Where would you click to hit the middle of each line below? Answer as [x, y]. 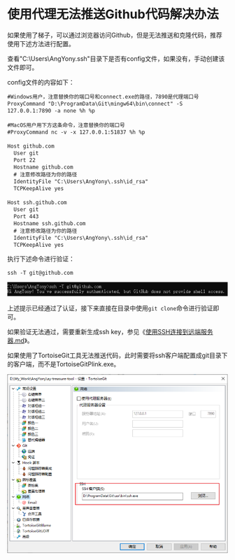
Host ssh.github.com [37, 202]
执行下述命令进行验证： [41, 259]
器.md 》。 [20, 340]
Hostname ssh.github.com [50, 223]
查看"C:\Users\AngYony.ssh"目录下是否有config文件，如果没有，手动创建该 [116, 58]
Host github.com [31, 146]
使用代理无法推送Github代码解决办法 [113, 14]
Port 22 [25, 160]
